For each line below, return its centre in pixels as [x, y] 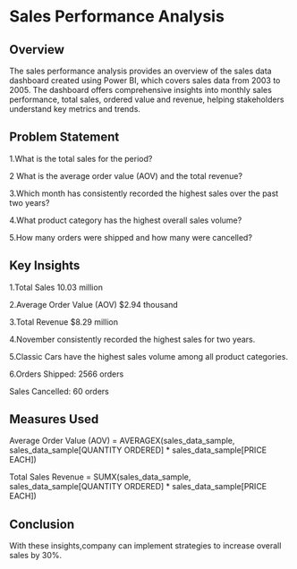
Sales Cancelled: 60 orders [59, 391]
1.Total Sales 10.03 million [56, 287]
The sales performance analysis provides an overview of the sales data [140, 71]
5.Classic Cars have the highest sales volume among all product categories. [149, 356]
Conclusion [42, 524]
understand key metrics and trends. [75, 109]
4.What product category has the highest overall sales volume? [126, 220]
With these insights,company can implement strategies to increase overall [145, 546]
